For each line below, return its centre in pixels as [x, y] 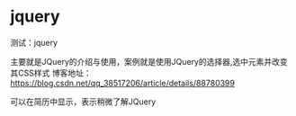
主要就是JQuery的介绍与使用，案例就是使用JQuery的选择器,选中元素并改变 [149, 61]
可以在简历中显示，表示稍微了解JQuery [83, 102]
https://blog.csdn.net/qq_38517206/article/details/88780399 [122, 83]
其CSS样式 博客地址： [51, 73]
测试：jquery [34, 42]
